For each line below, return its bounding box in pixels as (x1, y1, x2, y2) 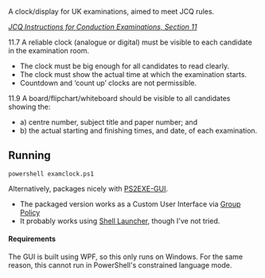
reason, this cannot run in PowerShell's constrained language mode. (8, 261, 232, 270)
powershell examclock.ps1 (8, 170, 94, 178)
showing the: (8, 102, 51, 111)
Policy (19, 207, 41, 217)
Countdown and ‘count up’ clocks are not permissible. (19, 79, 197, 87)
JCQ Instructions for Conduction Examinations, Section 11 (8, 22, 197, 31)
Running (8, 149, 52, 162)
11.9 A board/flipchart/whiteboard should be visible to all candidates (8, 94, 231, 102)
